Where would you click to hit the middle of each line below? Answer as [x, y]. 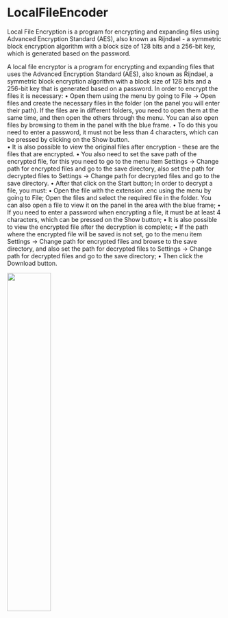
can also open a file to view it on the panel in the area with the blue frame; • [114, 205]
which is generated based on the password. [69, 53]
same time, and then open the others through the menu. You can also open [113, 117]
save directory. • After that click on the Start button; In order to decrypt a [110, 183]
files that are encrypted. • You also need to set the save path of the [102, 154]
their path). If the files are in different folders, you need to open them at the [113, 110]
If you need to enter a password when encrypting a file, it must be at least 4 [114, 212]
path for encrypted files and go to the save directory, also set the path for [111, 169]
